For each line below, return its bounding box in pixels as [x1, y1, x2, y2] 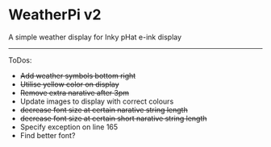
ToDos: [8, 55, 32, 65]
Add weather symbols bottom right [19, 71, 136, 80]
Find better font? [19, 130, 76, 140]
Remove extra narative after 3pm [19, 88, 130, 97]
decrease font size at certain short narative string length [19, 113, 207, 123]
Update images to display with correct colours [19, 96, 174, 106]
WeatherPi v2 [8, 6, 102, 24]
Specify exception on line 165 [19, 122, 119, 132]
